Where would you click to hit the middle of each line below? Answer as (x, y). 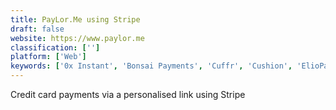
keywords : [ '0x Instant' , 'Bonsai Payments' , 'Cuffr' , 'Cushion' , (151, 66)
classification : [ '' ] (55, 47)
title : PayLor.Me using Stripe (75, 19)
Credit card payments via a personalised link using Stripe (128, 94)
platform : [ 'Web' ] (48, 57)
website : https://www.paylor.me (77, 38)
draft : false (37, 29)
